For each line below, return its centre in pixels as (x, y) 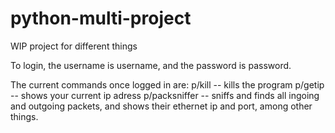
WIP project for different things (74, 46)
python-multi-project (101, 18)
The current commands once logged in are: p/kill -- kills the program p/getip (167, 84)
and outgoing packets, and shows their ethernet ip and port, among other (161, 106)
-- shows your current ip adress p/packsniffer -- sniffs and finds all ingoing (165, 95)
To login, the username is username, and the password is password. (151, 65)
